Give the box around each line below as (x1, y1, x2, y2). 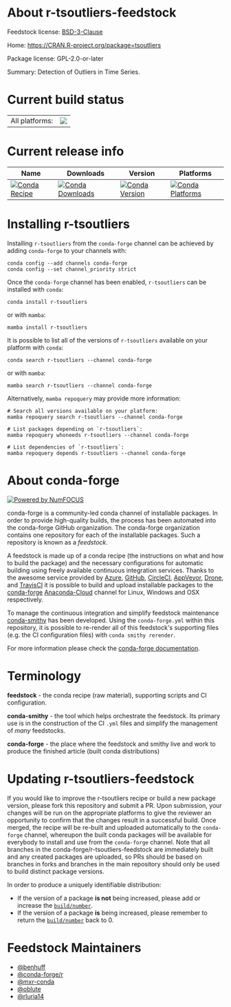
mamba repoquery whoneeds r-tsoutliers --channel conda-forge (7, 431, 189, 438)
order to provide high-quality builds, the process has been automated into (7, 516, 217, 525)
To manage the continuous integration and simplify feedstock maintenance (7, 609, 219, 617)
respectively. (7, 595, 43, 604)
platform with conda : (7, 343, 64, 352)
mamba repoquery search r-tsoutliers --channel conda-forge (7, 414, 184, 420)
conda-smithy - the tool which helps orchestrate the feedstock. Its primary (7, 711, 221, 720)
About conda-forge (7, 472, 120, 488)
